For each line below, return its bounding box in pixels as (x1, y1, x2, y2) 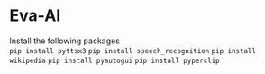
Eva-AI (9, 5, 61, 26)
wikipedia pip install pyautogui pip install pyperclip (9, 56, 220, 65)
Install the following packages (9, 35, 120, 46)
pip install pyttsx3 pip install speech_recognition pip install (9, 46, 257, 55)
